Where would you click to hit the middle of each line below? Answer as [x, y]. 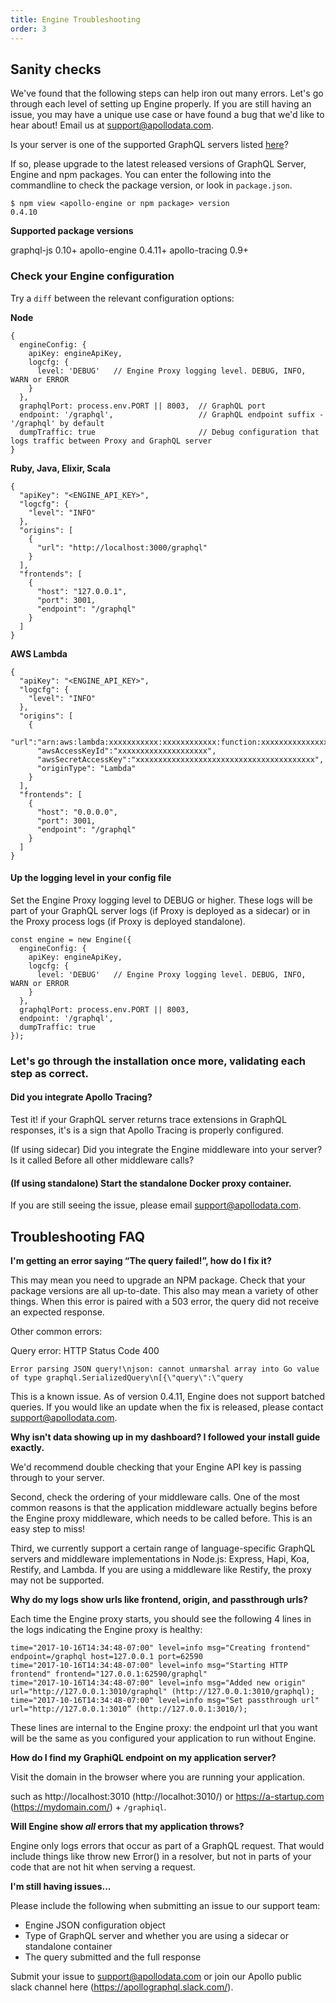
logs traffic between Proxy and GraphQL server [111, 441]
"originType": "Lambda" [86, 768]
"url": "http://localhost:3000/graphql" [122, 547]
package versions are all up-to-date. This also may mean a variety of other [164, 1290]
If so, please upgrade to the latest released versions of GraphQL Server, [158, 164]
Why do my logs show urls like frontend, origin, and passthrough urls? [159, 1599]
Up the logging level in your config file [91, 878]
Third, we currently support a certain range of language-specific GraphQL [163, 1548]
